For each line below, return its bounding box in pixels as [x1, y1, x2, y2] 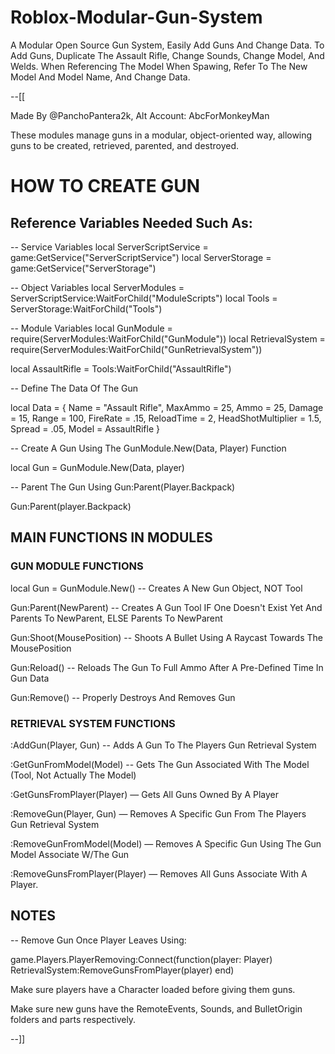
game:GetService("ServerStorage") [10, 262, 157, 274]
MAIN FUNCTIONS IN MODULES [10, 529, 213, 546]
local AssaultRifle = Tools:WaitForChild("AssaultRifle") [10, 362, 232, 375]
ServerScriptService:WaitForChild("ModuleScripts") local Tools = [10, 292, 278, 304]
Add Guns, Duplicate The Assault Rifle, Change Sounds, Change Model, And [10, 49, 325, 61]
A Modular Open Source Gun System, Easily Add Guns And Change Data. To [10, 39, 325, 51]
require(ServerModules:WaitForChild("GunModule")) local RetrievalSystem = [10, 332, 326, 345]
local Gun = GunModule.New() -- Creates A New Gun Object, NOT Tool [10, 582, 303, 594]
